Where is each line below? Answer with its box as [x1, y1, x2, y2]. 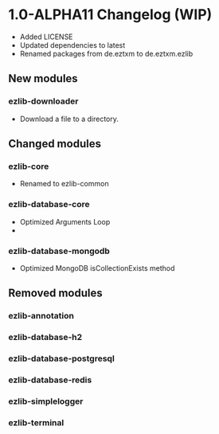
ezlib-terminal [8, 416, 65, 428]
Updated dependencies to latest [19, 40, 126, 49]
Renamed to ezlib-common [19, 179, 109, 189]
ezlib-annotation [8, 311, 74, 322]
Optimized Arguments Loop [19, 217, 111, 226]
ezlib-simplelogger [8, 396, 84, 407]
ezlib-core [8, 161, 49, 172]
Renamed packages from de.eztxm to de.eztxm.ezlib [19, 49, 194, 58]
